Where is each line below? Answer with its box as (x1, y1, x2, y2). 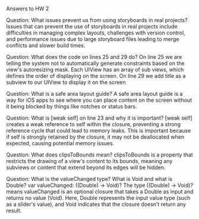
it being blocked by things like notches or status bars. (6, 103, 137, 109)
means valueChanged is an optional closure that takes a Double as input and (6, 188, 194, 195)
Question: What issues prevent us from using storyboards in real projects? (6, 17, 188, 23)
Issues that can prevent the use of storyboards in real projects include (6, 23, 178, 30)
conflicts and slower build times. (6, 42, 86, 49)
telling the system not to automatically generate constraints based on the (6, 60, 185, 67)
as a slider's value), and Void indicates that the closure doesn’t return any (6, 201, 186, 208)
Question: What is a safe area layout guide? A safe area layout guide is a (6, 90, 183, 97)
